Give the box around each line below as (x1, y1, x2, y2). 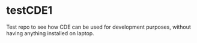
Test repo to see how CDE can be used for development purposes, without (6, 23, 191, 30)
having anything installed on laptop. (6, 29, 94, 36)
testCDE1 (6, 4, 53, 17)
